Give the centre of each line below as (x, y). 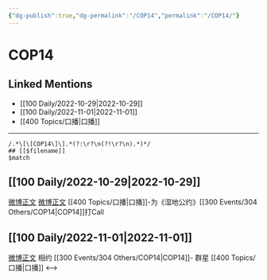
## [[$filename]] (37, 151)
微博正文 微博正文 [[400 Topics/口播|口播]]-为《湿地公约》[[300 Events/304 (133, 202)
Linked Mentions (50, 84)
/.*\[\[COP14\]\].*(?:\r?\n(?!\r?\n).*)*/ (79, 144)
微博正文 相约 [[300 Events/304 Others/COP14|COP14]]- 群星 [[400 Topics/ (132, 258)
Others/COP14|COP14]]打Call (56, 212)
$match (19, 157)
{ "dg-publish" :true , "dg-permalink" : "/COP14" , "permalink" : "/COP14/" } (124, 16)
